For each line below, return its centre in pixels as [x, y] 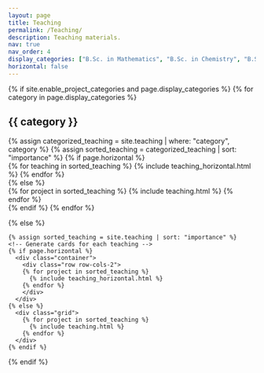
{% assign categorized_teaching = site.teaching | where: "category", [119, 141]
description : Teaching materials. [65, 37]
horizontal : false [38, 67]
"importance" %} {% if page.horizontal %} [77, 157]
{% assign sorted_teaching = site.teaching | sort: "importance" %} [123, 237]
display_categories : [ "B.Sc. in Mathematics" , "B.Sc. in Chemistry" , [125, 60]
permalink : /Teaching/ [45, 30]
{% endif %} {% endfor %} [51, 207]
